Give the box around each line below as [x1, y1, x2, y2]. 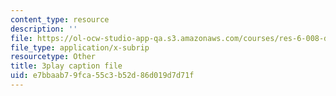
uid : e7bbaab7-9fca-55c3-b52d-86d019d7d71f [10, 71, 195, 81]
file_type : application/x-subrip [10, 42, 150, 53]
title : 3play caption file [10, 61, 123, 71]
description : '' [10, 24, 78, 34]
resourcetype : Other [10, 52, 97, 62]
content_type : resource [10, 14, 110, 25]
